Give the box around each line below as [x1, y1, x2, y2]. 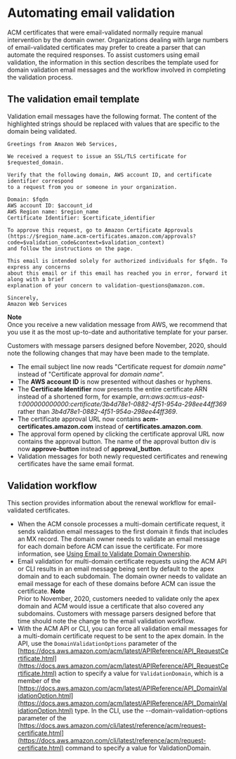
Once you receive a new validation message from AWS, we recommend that [7, 320, 228, 328]
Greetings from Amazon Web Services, [7, 141, 118, 148]
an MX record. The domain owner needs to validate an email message [17, 534, 221, 543]
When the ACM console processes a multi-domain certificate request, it [17, 519, 225, 528]
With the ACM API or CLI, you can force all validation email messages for [17, 624, 228, 632]
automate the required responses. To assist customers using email [7, 51, 200, 59]
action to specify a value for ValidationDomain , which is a [58, 669, 223, 677]
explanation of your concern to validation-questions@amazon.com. [7, 282, 206, 289]
